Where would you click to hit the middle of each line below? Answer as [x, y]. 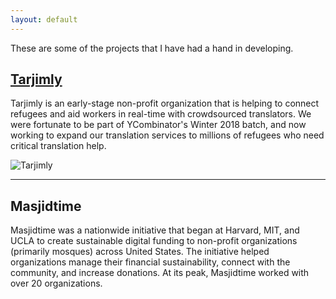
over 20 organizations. [56, 283]
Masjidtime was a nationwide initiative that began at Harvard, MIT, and [155, 230]
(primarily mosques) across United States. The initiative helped [140, 252]
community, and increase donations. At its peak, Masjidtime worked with [160, 273]
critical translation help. [58, 146]
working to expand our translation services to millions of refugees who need [167, 135]
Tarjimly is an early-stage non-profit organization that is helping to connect [165, 103]
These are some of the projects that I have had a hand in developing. [152, 48]
